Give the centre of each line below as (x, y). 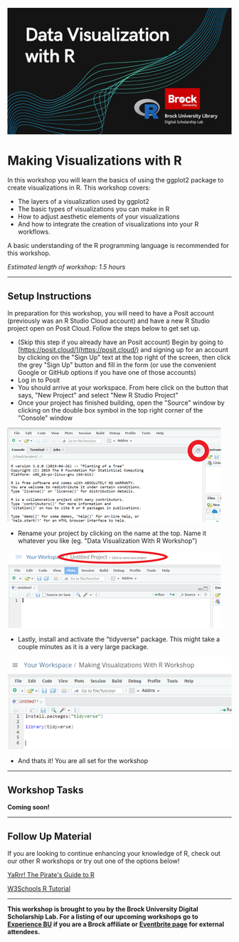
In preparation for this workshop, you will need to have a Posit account (111, 314)
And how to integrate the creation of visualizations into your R (108, 224)
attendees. (24, 931)
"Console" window (45, 418)
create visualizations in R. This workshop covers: (79, 188)
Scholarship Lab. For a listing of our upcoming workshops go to (103, 916)
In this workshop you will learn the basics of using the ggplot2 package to (116, 180)
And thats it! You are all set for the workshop (83, 761)
